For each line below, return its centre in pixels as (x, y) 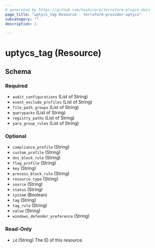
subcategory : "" (22, 19)
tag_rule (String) (30, 205)
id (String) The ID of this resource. (48, 240)
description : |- (22, 24)
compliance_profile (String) (41, 147)
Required (16, 85)
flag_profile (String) (34, 163)
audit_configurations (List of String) (50, 96)
